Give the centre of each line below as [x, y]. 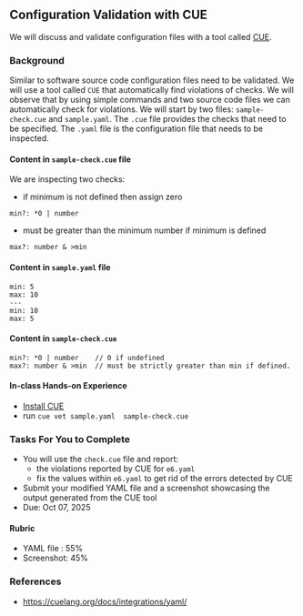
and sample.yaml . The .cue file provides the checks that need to [167, 119]
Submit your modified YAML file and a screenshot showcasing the [146, 488]
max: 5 [22, 318]
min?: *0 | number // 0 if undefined [87, 358]
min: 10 [24, 310]
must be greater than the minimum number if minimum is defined [144, 230]
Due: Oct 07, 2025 [56, 508]
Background [37, 60]
